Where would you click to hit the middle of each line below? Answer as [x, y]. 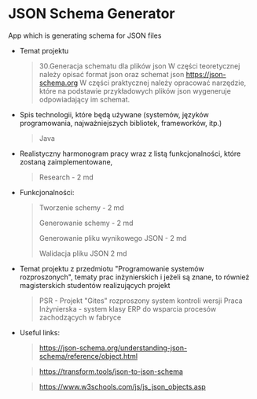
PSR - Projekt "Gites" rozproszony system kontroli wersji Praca [141, 301]
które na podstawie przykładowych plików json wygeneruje [135, 91]
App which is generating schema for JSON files [85, 35]
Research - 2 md [66, 177]
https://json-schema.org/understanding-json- [113, 348]
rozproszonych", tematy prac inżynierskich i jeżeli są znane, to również [134, 277]
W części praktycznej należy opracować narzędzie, [163, 83]
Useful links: [40, 332]
